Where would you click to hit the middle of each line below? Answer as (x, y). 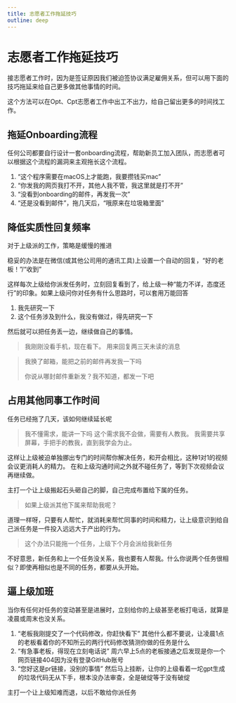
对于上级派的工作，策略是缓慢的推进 (60, 246)
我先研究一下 (36, 308)
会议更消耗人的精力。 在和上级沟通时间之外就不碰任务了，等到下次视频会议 (116, 466)
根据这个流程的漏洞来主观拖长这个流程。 (72, 162)
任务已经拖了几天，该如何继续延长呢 (60, 419)
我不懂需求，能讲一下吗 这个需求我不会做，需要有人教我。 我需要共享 (125, 433)
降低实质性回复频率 (49, 227)
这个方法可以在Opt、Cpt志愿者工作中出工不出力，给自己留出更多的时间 (110, 102)
